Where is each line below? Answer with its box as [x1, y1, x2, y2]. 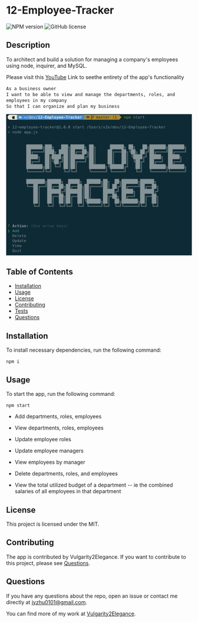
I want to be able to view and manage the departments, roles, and [6, 91, 176, 97]
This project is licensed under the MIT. [6, 520, 100, 527]
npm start [6, 402, 31, 409]
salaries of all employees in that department [14, 488, 121, 495]
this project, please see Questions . [6, 559, 90, 566]
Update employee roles [14, 436, 72, 443]
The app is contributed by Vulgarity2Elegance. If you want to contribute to [6, 553, 187, 560]
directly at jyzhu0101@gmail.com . [6, 598, 87, 605]
